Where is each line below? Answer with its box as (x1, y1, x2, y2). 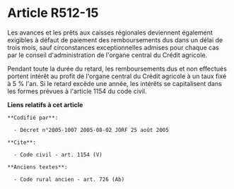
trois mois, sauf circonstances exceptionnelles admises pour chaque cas (7, 43, 219, 51)
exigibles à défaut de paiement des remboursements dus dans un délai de (7, 35, 223, 44)
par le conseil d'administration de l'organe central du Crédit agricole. (7, 51, 208, 59)
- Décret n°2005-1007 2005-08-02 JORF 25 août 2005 (13, 126, 170, 133)
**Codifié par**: (7, 114, 59, 121)
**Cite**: (7, 139, 37, 146)
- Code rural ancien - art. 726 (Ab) (13, 176, 125, 183)
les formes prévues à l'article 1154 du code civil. (7, 87, 147, 95)
